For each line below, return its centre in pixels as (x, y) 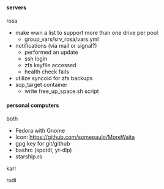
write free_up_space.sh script (61, 91)
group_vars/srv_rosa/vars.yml (61, 39)
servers (17, 7)
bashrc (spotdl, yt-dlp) (43, 150)
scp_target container (41, 85)
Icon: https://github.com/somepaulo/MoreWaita (75, 137)
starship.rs (29, 157)
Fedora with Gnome (40, 131)
